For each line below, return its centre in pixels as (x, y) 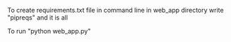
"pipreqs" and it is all (38, 17)
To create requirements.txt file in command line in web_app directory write (115, 10)
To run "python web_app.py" (49, 31)
